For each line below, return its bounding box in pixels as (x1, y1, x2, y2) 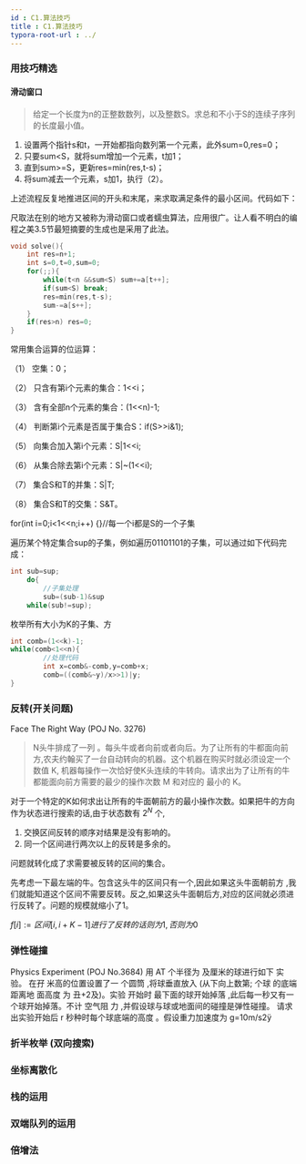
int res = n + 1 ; (26, 250, 76, 260)
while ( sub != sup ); (26, 600, 93, 610)
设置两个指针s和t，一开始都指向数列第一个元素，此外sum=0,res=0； (23, 138, 281, 150)
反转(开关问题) (10, 702, 74, 715)
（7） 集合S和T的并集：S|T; (10, 479, 115, 490)
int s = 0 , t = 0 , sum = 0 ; (26, 259, 101, 268)
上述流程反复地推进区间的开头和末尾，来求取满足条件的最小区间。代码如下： (10, 192, 298, 203)
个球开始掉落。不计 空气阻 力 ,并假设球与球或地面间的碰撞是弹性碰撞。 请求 (10, 1001, 293, 1011)
